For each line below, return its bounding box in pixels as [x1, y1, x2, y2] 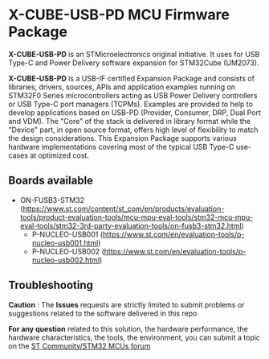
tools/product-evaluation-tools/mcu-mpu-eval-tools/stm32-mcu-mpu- [19, 212, 253, 222]
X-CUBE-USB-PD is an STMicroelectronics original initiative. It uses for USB [8, 49, 260, 59]
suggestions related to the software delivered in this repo [8, 308, 198, 318]
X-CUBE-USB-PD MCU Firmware [8, 6, 230, 24]
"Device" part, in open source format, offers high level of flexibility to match [8, 125, 259, 134]
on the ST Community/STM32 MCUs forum [8, 340, 151, 351]
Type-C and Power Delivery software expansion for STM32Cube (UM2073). [8, 58, 259, 68]
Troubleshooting [8, 279, 94, 292]
